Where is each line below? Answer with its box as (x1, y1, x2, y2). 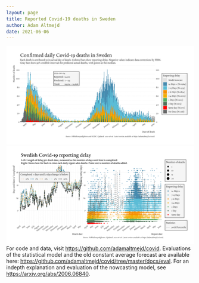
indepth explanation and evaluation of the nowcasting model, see (6, 263, 166, 271)
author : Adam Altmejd (6, 22, 60, 28)
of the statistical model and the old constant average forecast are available (6, 251, 189, 258)
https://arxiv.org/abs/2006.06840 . (6, 270, 91, 277)
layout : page (6, 10, 39, 16)
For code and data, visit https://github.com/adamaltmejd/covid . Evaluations (6, 245, 191, 252)
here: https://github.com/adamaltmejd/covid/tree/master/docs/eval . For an (6, 257, 189, 264)
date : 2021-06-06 (6, 29, 49, 35)
